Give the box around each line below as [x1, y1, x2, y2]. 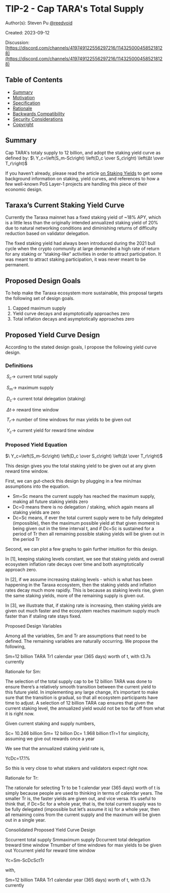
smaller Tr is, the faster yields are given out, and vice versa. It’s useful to [5, 795, 156, 801]
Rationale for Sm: [5, 668, 41, 674]
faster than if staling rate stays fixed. [5, 613, 82, 619]
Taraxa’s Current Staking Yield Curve [5, 201, 125, 209]
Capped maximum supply [12, 305, 66, 312]
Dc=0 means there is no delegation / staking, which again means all [12, 503, 154, 510]
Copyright [12, 121, 34, 127]
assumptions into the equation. [5, 483, 70, 489]
